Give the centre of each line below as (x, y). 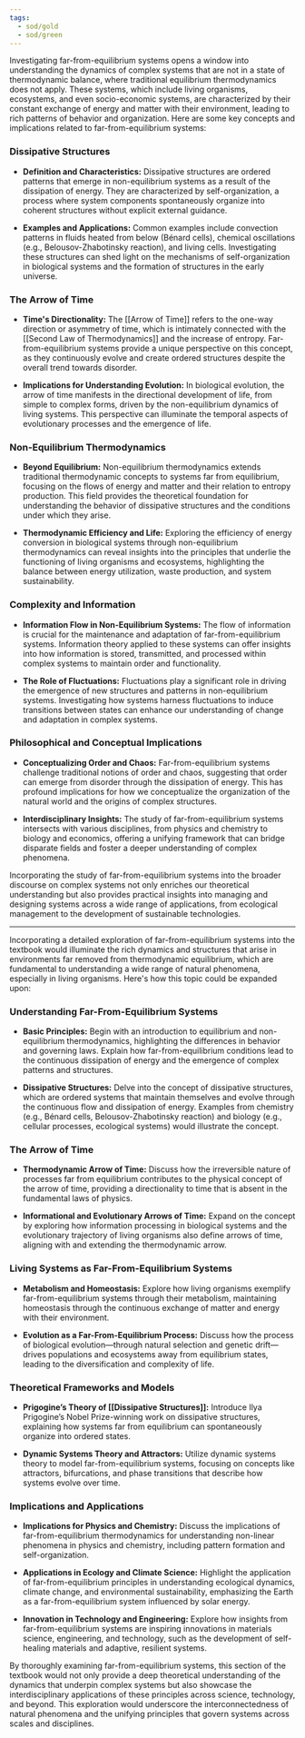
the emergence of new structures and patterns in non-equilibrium (145, 690)
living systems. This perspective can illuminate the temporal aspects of (155, 413)
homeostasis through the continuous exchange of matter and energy (151, 1307)
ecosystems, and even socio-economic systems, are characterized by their (150, 99)
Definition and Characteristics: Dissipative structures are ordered (146, 171)
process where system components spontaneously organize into (143, 200)
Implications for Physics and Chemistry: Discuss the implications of (151, 1526)
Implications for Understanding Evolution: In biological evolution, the (153, 385)
